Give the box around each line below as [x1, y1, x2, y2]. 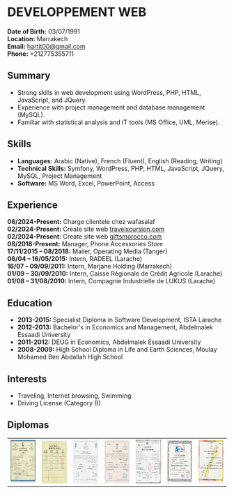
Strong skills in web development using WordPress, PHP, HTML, [17, 88, 201, 96]
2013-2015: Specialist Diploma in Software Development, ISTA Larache [17, 315, 222, 324]
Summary [7, 70, 51, 82]
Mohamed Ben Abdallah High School [17, 353, 123, 361]
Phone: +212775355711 [7, 50, 75, 58]
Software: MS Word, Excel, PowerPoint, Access [17, 179, 155, 187]
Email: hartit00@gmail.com [7, 42, 86, 50]
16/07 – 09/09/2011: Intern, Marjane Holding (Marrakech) [7, 262, 173, 271]
